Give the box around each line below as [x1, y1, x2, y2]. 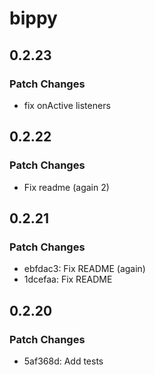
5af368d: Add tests [23, 355, 104, 367]
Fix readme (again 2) [23, 181, 110, 193]
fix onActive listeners [23, 99, 111, 111]
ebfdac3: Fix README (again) [23, 263, 146, 275]
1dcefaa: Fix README [23, 273, 113, 286]
